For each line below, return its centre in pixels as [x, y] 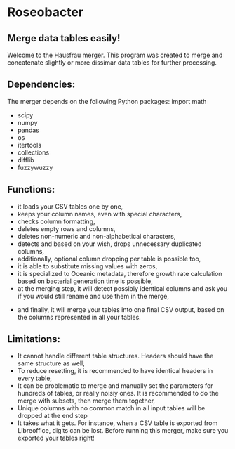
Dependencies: [41, 85]
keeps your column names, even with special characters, [100, 214]
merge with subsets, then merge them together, [86, 401]
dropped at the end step [52, 416]
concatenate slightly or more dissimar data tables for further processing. [112, 63]
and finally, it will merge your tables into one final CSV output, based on [121, 309]
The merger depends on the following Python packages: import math [107, 101]
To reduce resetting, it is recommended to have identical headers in [115, 371]
